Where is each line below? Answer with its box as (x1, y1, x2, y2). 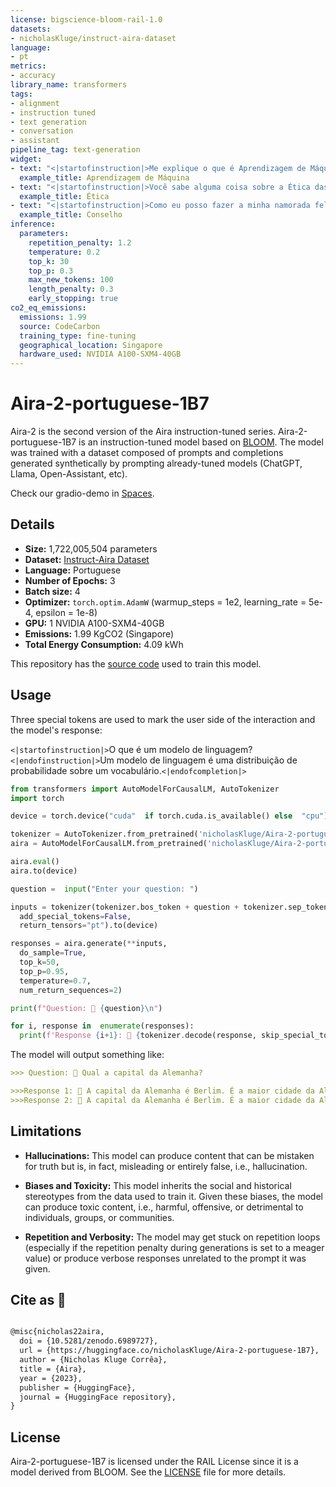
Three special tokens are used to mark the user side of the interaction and (10, 713, 316, 725)
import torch (10, 793, 65, 803)
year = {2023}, (19, 1373, 83, 1383)
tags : (10, 89, 33, 99)
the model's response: (10, 724, 103, 736)
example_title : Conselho (19, 210, 123, 220)
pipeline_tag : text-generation (10, 145, 141, 155)
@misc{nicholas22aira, (10, 1327, 105, 1337)
